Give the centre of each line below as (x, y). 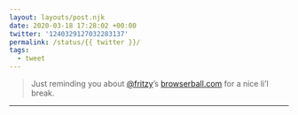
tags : (19, 50)
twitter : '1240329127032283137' (69, 34)
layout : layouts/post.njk (57, 17)
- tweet (31, 58)
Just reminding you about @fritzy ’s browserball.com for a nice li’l (149, 84)
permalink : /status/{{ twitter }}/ (75, 42)
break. (43, 93)
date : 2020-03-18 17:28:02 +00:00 (73, 26)
